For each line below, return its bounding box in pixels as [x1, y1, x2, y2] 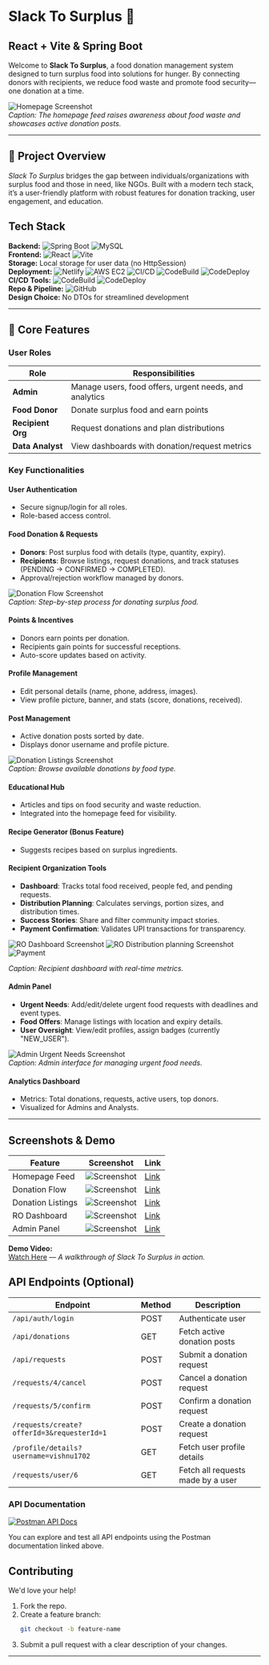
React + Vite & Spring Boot [8, 39, 143, 53]
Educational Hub [8, 782, 66, 792]
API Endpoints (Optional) [8, 1275, 134, 1289]
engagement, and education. [8, 196, 104, 206]
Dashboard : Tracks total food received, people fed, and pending [19, 881, 233, 891]
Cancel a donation [179, 1372, 247, 1383]
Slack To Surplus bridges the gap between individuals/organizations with [8, 170, 250, 180]
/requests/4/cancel [12, 1377, 86, 1387]
